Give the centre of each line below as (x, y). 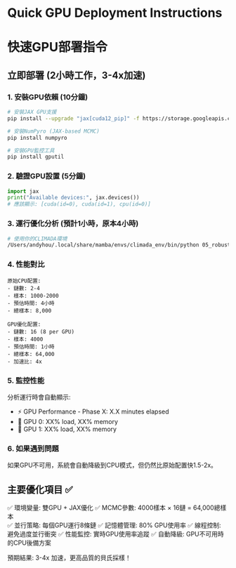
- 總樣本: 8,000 (29, 310)
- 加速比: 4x (25, 362)
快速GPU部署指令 (57, 47)
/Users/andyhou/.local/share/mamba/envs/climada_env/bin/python (103, 245)
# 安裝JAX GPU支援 (32, 112)
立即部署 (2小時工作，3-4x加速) (77, 75)
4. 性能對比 (26, 265)
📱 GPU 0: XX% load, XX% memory (67, 421)
